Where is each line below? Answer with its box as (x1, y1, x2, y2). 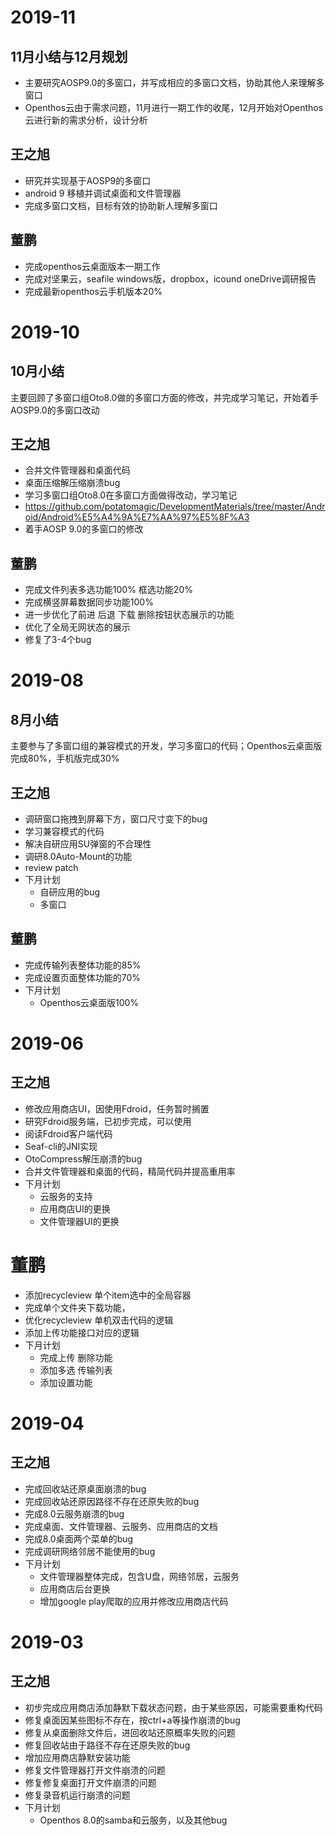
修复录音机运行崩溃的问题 (24, 1789, 131, 1801)
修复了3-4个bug (24, 634, 92, 646)
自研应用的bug (39, 886, 101, 898)
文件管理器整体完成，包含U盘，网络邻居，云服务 (39, 1570, 240, 1582)
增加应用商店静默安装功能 (24, 1751, 131, 1763)
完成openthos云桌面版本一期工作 (24, 260, 161, 272)
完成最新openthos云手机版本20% (24, 285, 163, 297)
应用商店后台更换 (39, 1582, 111, 1595)
